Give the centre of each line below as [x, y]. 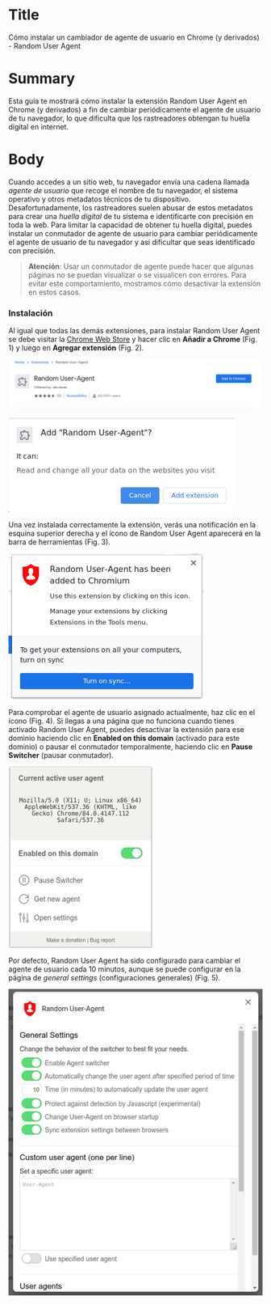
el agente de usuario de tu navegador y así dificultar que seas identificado [132, 242]
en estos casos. [54, 292]
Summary [42, 79]
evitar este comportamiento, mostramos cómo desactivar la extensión [144, 283]
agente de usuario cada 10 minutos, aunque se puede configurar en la [125, 969]
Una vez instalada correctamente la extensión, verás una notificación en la [132, 525]
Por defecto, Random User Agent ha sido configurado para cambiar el [124, 961]
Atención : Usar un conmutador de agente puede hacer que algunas [141, 266]
